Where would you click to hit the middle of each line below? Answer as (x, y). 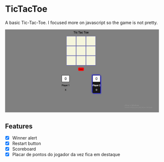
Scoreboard (24, 149)
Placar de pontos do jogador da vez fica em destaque (66, 155)
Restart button (27, 143)
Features (19, 126)
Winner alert (25, 138)
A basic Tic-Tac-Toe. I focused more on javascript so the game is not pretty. (81, 23)
